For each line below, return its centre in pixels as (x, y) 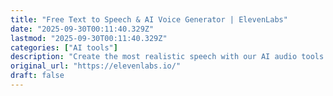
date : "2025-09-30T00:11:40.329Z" (82, 29)
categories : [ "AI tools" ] (64, 47)
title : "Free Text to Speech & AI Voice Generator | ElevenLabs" (149, 19)
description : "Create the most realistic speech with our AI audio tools (167, 57)
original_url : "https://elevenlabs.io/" (96, 66)
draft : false (37, 76)
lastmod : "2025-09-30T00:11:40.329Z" (89, 38)
